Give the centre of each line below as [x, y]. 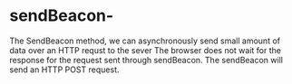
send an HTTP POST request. [64, 70]
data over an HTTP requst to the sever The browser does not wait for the [145, 50]
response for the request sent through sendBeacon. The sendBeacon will [146, 60]
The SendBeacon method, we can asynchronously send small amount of [145, 41]
